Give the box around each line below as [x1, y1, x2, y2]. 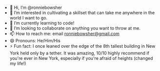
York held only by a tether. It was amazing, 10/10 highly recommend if [9, 50, 150, 56]
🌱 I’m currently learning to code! [9, 20, 75, 26]
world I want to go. [9, 15, 48, 20]
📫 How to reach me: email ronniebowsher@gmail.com [9, 31, 120, 36]
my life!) [9, 61, 26, 66]
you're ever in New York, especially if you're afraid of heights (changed [9, 55, 153, 61]
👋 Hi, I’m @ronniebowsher [9, 5, 62, 10]
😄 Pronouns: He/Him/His [9, 38, 61, 43]
